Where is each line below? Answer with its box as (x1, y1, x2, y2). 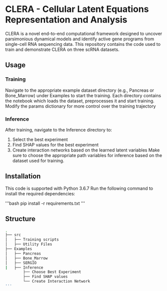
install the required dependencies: (5, 190, 76, 196)
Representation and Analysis (5, 14, 128, 25)
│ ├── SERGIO (5, 260, 37, 265)
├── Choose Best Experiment (23, 270, 81, 275)
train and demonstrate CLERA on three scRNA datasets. (5, 46, 120, 52)
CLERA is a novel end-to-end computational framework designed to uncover (5, 30, 163, 36)
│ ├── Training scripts (5, 237, 59, 242)
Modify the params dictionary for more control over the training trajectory (5, 103, 156, 109)
